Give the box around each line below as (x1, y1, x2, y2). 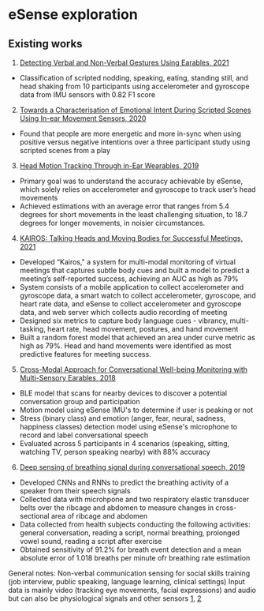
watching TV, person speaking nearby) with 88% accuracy (19, 448, 210, 456)
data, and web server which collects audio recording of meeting (19, 308, 228, 317)
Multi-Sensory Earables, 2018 (19, 373, 116, 382)
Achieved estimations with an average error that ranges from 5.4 (19, 201, 230, 211)
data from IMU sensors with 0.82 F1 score (19, 90, 156, 99)
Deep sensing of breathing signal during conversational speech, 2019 (19, 463, 246, 471)
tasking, (19, 324, 46, 333)
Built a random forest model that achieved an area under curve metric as (19, 333, 256, 342)
